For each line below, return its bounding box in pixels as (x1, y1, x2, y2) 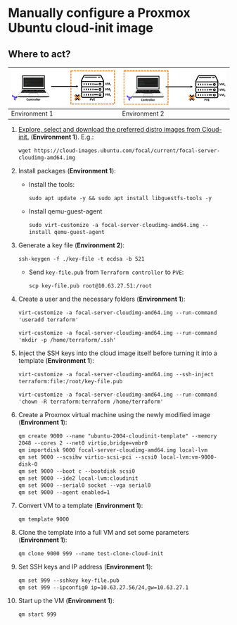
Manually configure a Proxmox (8, 5, 191, 21)
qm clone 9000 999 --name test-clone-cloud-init (18, 550, 164, 557)
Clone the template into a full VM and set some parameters (18, 528, 189, 536)
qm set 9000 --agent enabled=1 (18, 488, 110, 496)
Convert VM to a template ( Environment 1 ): (18, 501, 143, 509)
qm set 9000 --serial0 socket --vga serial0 (18, 481, 151, 489)
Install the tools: (28, 180, 75, 188)
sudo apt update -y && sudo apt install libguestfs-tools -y (28, 194, 212, 202)
